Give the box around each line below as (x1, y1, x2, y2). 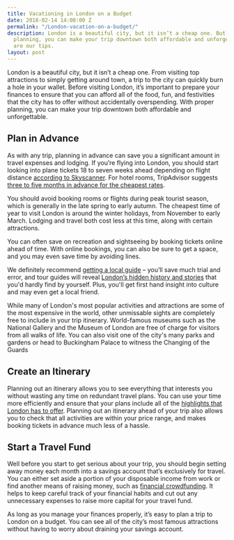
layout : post (7, 49, 45, 56)
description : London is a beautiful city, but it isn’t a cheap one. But (7, 29, 226, 37)
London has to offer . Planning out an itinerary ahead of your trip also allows (7, 406, 224, 415)
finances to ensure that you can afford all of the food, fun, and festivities (7, 90, 214, 98)
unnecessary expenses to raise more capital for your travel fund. (7, 497, 193, 505)
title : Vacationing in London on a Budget (7, 10, 132, 17)
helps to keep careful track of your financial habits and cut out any (7, 489, 198, 498)
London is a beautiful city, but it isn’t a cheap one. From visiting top (7, 67, 200, 77)
